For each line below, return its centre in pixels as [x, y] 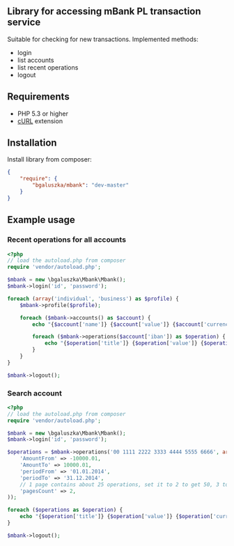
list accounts [36, 60]
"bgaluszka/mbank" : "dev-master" [81, 185]
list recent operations [48, 67]
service [24, 23]
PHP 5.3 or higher [42, 114]
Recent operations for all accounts [67, 240]
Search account [35, 393]
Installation [32, 143]
